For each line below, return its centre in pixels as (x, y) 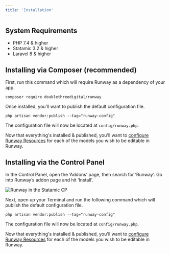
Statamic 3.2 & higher (35, 49)
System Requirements (41, 31)
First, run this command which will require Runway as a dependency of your (85, 82)
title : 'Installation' (29, 10)
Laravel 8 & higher (32, 54)
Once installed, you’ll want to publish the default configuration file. (75, 107)
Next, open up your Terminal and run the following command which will (80, 200)
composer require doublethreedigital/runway (53, 97)
